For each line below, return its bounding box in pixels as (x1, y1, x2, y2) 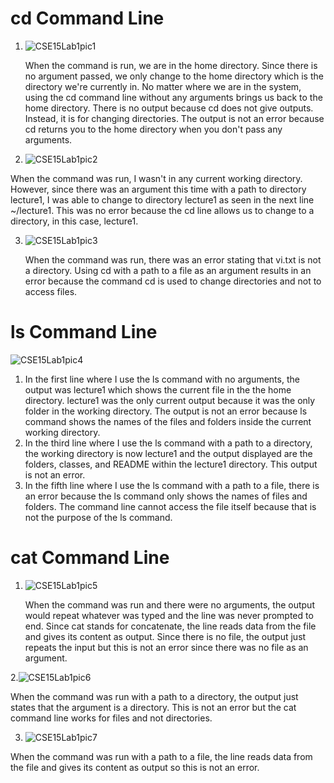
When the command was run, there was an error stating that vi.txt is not (24, 253, 322, 266)
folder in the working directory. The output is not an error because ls (24, 405, 308, 417)
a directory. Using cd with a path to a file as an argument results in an (24, 264, 312, 276)
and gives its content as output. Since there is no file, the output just (24, 630, 307, 642)
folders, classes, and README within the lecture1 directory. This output (24, 458, 318, 470)
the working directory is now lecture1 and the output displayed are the (24, 447, 313, 459)
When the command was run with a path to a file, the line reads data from (10, 750, 313, 762)
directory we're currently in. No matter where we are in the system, (24, 80, 302, 92)
